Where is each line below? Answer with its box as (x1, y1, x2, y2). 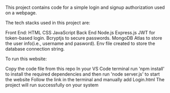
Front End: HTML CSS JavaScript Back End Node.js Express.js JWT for (5, 30, 156, 35)
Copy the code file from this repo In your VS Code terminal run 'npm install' (5, 66, 165, 72)
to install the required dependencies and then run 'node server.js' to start (5, 71, 160, 77)
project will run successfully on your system (5, 82, 99, 88)
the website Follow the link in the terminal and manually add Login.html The (5, 77, 165, 82)
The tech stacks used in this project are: (5, 20, 90, 26)
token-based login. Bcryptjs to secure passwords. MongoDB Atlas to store (5, 35, 163, 41)
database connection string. (5, 46, 65, 52)
